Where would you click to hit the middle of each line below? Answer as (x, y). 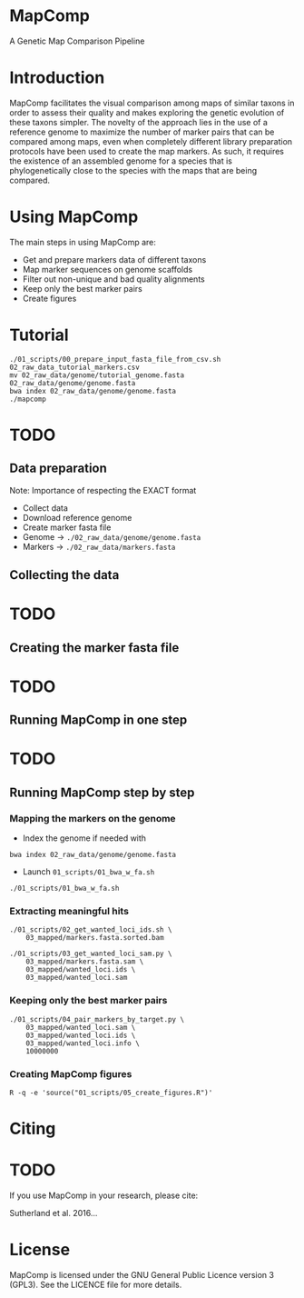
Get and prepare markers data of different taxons (114, 259)
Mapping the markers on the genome (93, 818)
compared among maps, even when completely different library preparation (151, 141)
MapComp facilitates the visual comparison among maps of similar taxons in (152, 103)
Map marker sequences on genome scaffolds (108, 269)
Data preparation (58, 469)
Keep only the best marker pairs (82, 288)
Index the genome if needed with (84, 838)
